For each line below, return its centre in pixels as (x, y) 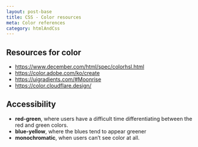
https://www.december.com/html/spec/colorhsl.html (80, 67)
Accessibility (31, 104)
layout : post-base (29, 12)
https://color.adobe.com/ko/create (57, 73)
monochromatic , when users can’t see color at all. (77, 137)
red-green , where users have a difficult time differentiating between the (103, 118)
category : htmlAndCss (33, 28)
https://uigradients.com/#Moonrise (58, 79)
